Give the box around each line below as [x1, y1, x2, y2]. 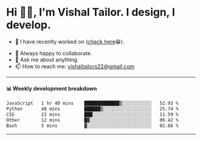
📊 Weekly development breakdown [6, 85, 97, 92]
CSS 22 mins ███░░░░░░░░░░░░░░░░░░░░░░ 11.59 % [6, 111, 179, 118]
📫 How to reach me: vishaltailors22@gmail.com [14, 62, 135, 70]
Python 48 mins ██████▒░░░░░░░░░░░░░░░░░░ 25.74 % [6, 106, 179, 112]
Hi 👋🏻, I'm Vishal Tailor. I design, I [6, 5, 176, 19]
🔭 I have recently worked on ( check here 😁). [14, 38, 124, 45]
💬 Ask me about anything [14, 56, 78, 63]
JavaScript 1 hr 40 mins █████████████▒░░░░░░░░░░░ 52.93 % [6, 100, 179, 107]
